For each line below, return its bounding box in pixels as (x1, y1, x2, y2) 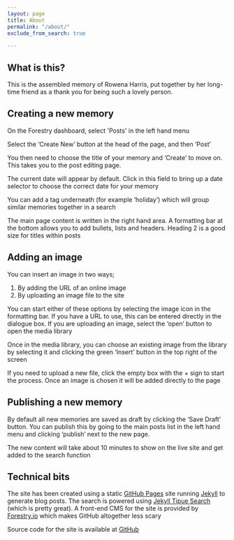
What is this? (7, 61, 66, 73)
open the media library (7, 326, 73, 335)
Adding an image (7, 251, 82, 263)
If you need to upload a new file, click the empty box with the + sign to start (7, 368, 225, 377)
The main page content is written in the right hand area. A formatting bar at (7, 216, 224, 224)
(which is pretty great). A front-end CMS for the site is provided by (7, 504, 199, 513)
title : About (7, 17, 45, 24)
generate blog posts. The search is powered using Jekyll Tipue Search (7, 497, 211, 505)
